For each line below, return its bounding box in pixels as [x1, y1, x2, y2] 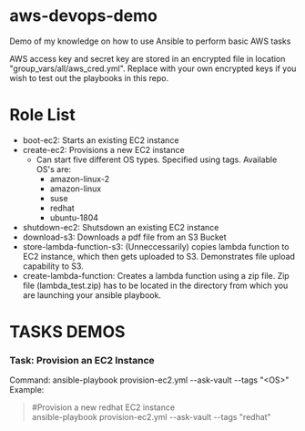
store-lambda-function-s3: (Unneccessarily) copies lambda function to [22, 241, 290, 251]
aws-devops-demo [9, 5, 158, 26]
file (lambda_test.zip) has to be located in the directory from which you [22, 280, 289, 291]
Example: [9, 385, 45, 395]
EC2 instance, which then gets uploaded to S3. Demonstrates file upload [22, 251, 296, 262]
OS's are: [36, 163, 71, 174]
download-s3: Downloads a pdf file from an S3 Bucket [22, 231, 227, 242]
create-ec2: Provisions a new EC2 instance [22, 144, 185, 155]
